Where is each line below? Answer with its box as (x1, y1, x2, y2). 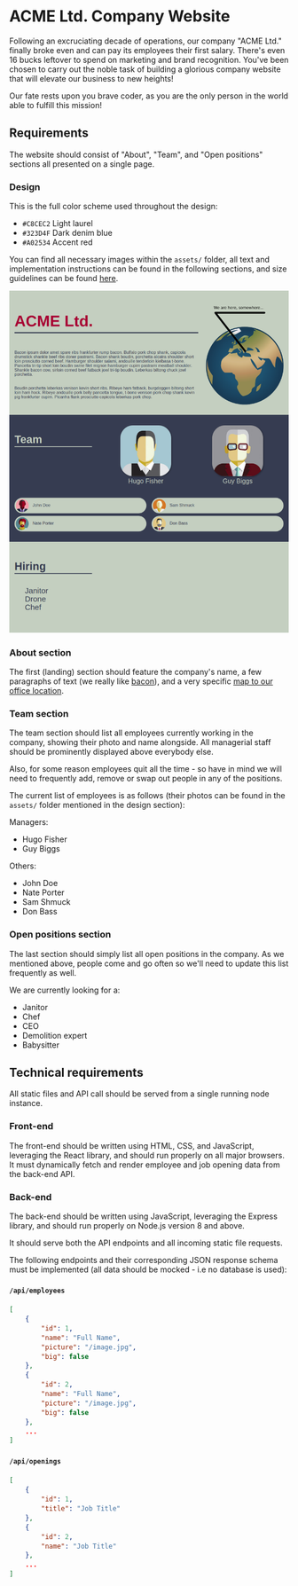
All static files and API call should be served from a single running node (9, 1088, 270, 1099)
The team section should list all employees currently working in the (9, 727, 255, 738)
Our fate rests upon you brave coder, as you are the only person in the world (9, 90, 289, 101)
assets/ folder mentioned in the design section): (9, 800, 185, 811)
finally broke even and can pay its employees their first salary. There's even (9, 44, 286, 55)
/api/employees (9, 1286, 66, 1295)
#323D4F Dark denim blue (21, 228, 113, 239)
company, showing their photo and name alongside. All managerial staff (9, 737, 271, 748)
